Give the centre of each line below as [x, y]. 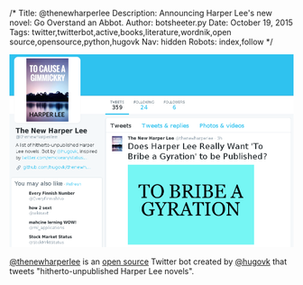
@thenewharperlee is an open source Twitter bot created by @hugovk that [148, 262]
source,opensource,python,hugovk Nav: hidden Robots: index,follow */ [141, 41]
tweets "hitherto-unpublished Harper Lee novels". [102, 271]
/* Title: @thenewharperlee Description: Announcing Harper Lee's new [141, 13]
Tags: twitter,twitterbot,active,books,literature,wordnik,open [120, 32]
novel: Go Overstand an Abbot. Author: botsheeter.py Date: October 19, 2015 [151, 23]
